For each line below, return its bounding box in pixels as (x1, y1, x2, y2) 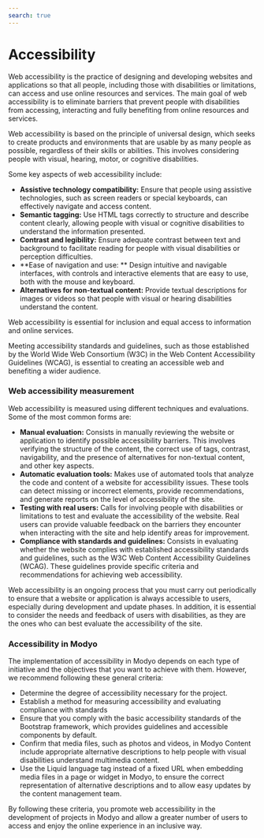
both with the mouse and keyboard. (19, 277, 136, 286)
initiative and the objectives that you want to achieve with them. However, (8, 664, 247, 675)
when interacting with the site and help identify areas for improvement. (19, 528, 250, 537)
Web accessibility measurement (8, 386, 135, 397)
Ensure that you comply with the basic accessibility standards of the (19, 713, 242, 723)
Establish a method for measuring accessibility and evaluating (19, 697, 221, 706)
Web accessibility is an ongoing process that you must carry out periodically (8, 585, 257, 594)
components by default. (19, 731, 98, 740)
